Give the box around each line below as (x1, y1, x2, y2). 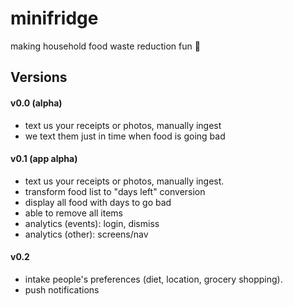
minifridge (10, 7, 99, 30)
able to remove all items (24, 207, 124, 219)
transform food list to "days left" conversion (24, 185, 206, 197)
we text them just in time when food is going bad (24, 130, 226, 142)
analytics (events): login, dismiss (24, 217, 160, 229)
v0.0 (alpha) (10, 97, 63, 109)
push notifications (24, 283, 100, 296)
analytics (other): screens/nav (24, 228, 149, 240)
